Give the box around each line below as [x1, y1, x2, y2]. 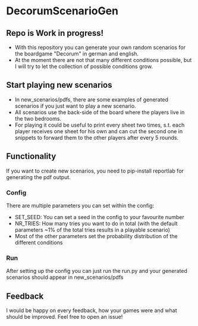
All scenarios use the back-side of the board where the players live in [14, 109, 185, 116]
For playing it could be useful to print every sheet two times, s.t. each [14, 121, 185, 128]
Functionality [6, 151, 56, 162]
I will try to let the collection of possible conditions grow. [14, 63, 153, 70]
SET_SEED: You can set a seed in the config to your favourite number [14, 213, 184, 220]
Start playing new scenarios [6, 80, 112, 90]
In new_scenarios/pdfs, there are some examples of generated [14, 96, 168, 103]
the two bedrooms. [14, 115, 61, 122]
